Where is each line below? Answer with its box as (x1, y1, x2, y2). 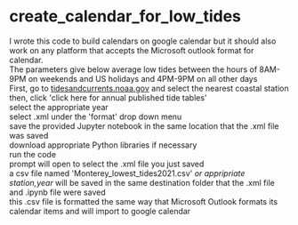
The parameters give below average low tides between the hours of (9, 64, 258, 75)
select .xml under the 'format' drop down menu (9, 111, 182, 122)
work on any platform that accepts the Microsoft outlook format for (9, 44, 254, 55)
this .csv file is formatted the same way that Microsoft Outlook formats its (9, 196, 278, 206)
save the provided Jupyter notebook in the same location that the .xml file (9, 120, 279, 131)
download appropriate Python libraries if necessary (9, 140, 197, 150)
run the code (9, 149, 56, 159)
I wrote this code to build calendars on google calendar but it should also (9, 36, 277, 46)
